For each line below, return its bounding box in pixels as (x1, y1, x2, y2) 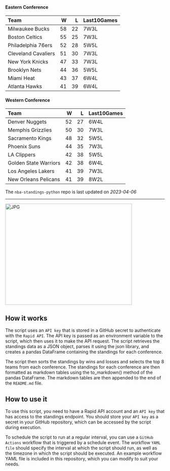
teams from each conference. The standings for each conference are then (5, 364, 160, 370)
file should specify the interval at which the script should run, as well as (5, 445, 157, 451)
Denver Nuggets (8, 118, 47, 125)
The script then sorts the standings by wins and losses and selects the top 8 (5, 359, 164, 365)
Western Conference (5, 97, 51, 103)
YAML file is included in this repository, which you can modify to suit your (5, 456, 158, 462)
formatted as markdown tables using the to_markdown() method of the (5, 369, 153, 375)
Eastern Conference (5, 4, 49, 10)
